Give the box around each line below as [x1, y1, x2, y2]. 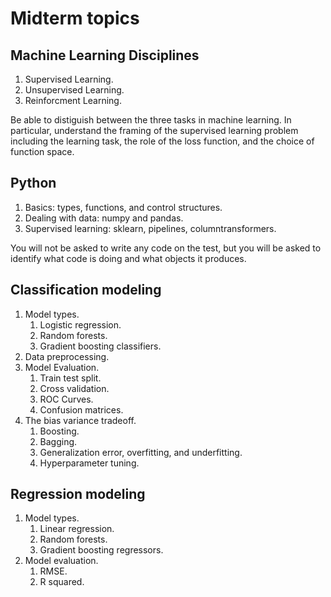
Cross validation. [39, 382, 110, 394]
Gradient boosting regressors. [39, 544, 164, 556]
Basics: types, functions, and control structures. [24, 201, 223, 213]
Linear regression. [39, 523, 115, 535]
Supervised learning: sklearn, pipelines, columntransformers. [24, 222, 277, 234]
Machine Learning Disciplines [10, 47, 200, 64]
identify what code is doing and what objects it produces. [10, 252, 247, 264]
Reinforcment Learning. [24, 95, 122, 106]
